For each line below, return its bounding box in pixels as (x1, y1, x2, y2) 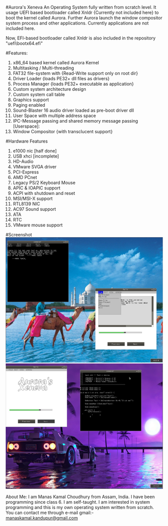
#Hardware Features (5, 138, 48, 144)
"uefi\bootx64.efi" (5, 40, 43, 46)
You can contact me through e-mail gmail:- (5, 510, 94, 516)
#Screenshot (5, 232, 32, 237)
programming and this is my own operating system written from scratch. (5, 505, 154, 511)
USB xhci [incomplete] (12, 153, 59, 159)
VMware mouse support (12, 222, 63, 228)
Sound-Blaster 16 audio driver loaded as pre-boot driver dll (12, 107, 134, 113)
